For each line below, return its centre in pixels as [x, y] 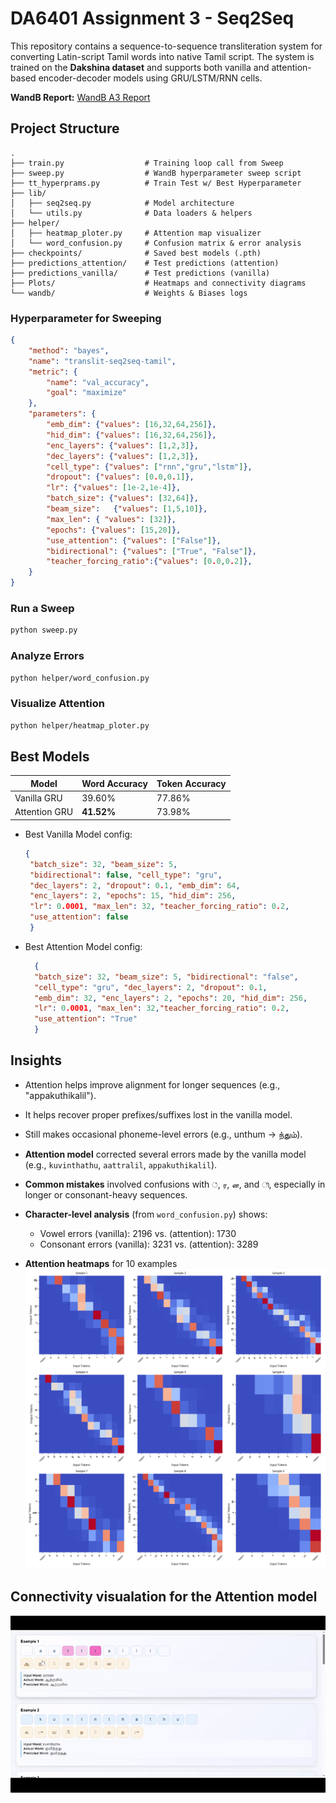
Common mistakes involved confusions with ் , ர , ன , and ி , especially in [175, 1184]
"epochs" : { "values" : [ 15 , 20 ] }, [114, 530]
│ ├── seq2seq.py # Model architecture [122, 203]
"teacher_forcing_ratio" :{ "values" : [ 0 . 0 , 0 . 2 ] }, [149, 562]
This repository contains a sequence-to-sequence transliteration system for [166, 46]
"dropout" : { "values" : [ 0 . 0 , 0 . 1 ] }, [120, 477]
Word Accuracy [114, 783]
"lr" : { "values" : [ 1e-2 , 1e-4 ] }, [114, 488]
